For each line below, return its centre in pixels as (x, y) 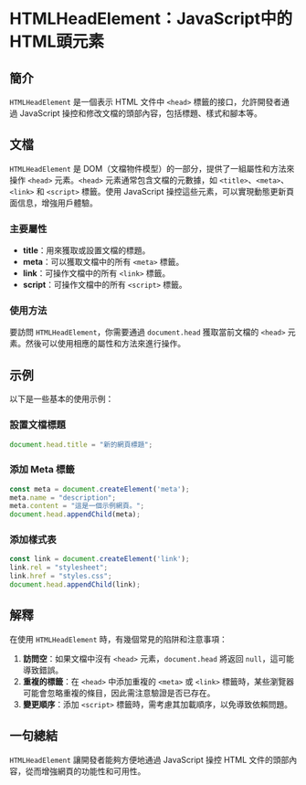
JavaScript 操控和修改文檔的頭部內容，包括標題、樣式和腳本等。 (141, 113)
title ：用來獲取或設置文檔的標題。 (86, 250)
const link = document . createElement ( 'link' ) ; (100, 559)
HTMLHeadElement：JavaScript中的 (151, 19)
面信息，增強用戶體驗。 (53, 203)
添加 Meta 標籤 (42, 470)
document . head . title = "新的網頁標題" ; (81, 444)
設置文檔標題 (38, 425)
